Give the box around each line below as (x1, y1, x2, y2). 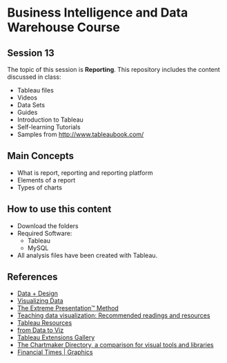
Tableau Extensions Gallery (17, 333, 95, 342)
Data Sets (17, 101, 46, 109)
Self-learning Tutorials (17, 123, 81, 131)
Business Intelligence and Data (7, 5, 188, 21)
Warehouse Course (7, 19, 121, 35)
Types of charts (17, 183, 62, 192)
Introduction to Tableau (17, 115, 84, 124)
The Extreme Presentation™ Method (17, 304, 119, 313)
